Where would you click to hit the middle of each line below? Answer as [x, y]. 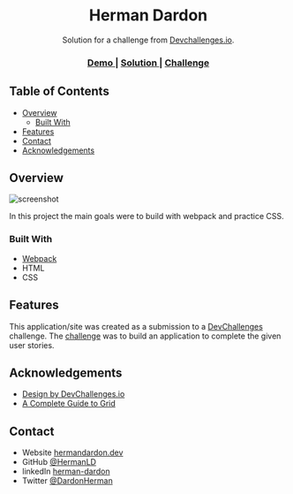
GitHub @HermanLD [59, 462]
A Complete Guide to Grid [69, 404]
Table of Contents [60, 91]
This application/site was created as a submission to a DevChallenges [136, 326]
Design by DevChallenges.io [73, 394]
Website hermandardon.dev [72, 452]
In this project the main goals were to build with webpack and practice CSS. [146, 217]
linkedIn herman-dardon [66, 471]
